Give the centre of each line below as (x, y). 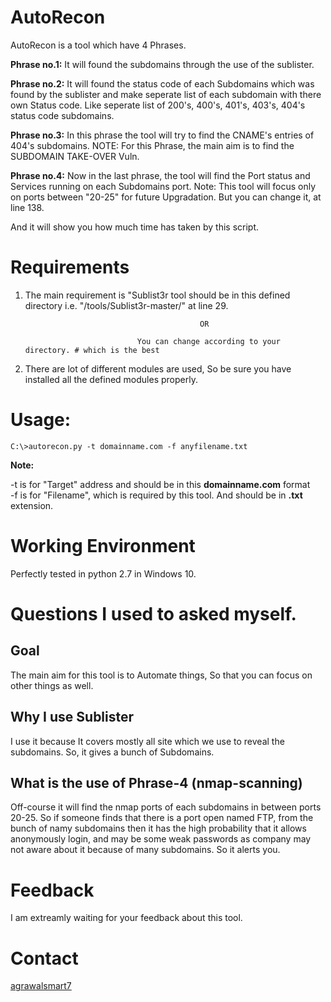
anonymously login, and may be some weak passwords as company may (161, 839)
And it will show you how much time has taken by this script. (134, 227)
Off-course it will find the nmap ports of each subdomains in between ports (166, 807)
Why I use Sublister (72, 717)
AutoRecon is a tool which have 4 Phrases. (98, 45)
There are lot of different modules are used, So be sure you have (158, 368)
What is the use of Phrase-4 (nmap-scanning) (156, 782)
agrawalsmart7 (41, 986)
